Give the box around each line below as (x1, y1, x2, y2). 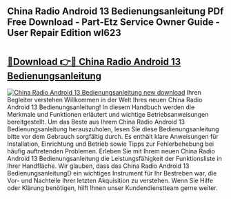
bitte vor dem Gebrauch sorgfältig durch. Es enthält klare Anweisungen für (7, 133, 219, 140)
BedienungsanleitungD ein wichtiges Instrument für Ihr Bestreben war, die (7, 169, 217, 177)
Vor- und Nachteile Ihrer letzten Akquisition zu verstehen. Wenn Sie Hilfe (7, 176, 214, 184)
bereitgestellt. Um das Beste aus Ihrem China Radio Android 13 (7, 117, 185, 126)
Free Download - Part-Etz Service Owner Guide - (7, 17, 221, 28)
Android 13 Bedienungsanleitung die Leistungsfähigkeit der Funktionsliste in (7, 155, 223, 162)
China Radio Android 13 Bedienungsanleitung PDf (7, 6, 224, 17)
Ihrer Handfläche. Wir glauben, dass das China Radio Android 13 (7, 162, 190, 170)
